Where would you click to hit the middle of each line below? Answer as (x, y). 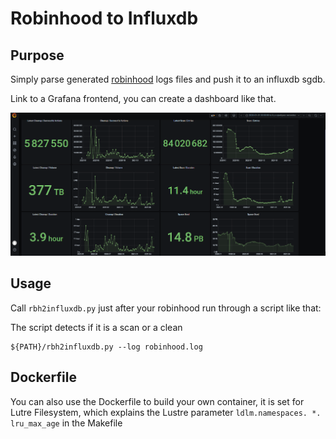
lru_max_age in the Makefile (66, 423)
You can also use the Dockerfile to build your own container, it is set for (157, 401)
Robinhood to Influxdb (104, 18)
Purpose (37, 55)
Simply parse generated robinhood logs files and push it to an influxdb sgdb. (168, 79)
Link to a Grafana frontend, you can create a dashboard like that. (143, 98)
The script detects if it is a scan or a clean (96, 327)
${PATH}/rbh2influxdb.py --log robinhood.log (106, 347)
